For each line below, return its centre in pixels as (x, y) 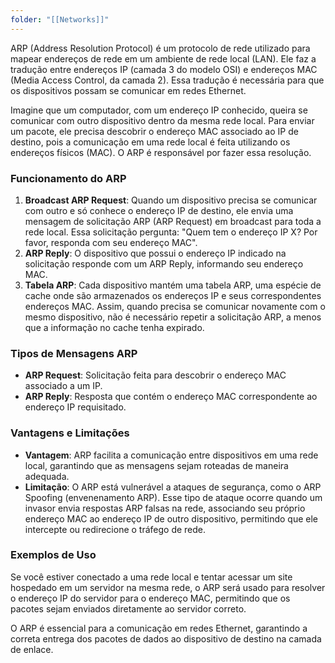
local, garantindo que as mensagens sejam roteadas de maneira (156, 465)
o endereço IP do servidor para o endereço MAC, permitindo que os (150, 598)
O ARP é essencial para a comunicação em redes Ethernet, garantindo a (159, 628)
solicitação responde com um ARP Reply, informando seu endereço (164, 263)
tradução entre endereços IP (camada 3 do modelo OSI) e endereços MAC (164, 69)
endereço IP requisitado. (75, 407)
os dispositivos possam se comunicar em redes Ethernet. (128, 90)
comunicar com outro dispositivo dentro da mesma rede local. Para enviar (162, 120)
